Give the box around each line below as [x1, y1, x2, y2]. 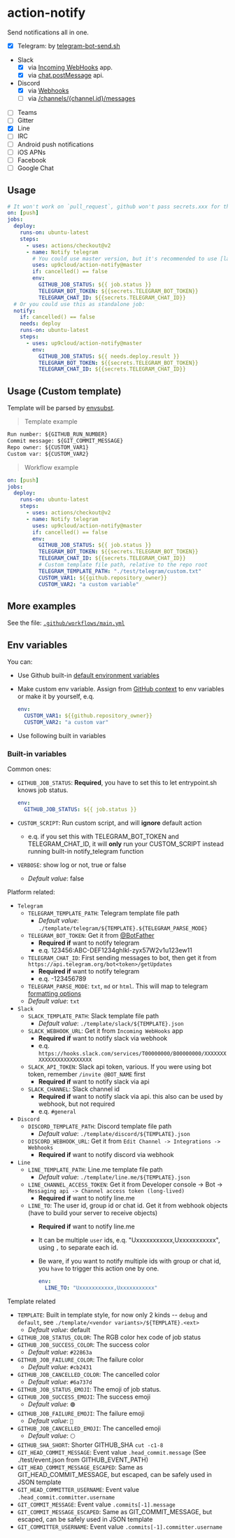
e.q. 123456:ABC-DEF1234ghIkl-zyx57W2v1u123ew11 [38, 945, 192, 954]
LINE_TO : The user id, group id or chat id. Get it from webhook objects [27, 1201, 228, 1210]
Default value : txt [27, 997, 80, 1005]
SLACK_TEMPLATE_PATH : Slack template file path [27, 1011, 159, 1020]
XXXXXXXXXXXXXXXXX [38, 1056, 92, 1063]
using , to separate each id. [38, 1243, 119, 1252]
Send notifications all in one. [7, 28, 90, 36]
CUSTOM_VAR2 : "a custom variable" [38, 581, 139, 588]
